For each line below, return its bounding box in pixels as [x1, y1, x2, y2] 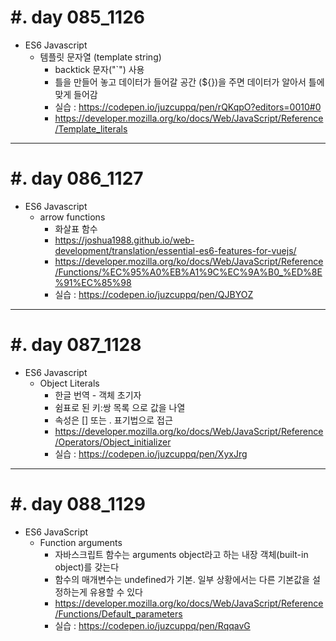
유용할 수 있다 [89, 586, 144, 598]
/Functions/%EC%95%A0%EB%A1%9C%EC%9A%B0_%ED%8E [54, 266, 323, 278]
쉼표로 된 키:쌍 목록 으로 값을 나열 [54, 401, 186, 413]
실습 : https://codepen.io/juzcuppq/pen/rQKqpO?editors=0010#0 [54, 101, 322, 113]
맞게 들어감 [54, 88, 98, 100]
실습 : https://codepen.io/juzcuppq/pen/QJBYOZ [54, 288, 254, 300]
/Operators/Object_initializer [54, 436, 172, 448]
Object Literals [39, 377, 100, 389]
